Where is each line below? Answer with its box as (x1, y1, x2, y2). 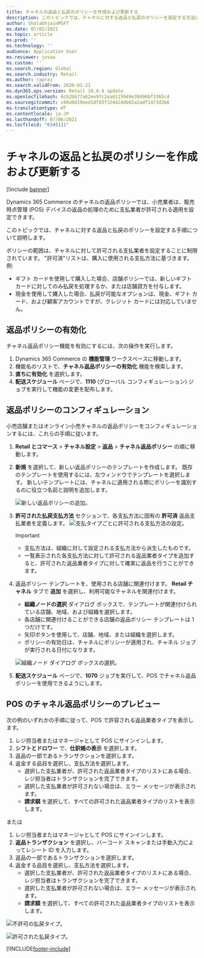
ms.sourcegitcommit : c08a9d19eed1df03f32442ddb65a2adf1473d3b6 (6, 99, 170, 105)
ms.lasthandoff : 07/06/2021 (6, 116, 78, 122)
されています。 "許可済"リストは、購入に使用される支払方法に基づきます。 (6, 255, 192, 262)
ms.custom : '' (6, 60, 42, 66)
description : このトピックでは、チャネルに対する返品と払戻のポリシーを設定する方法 (6, 15, 195, 21)
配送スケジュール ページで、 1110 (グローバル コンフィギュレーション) (15, 377, 188, 385)
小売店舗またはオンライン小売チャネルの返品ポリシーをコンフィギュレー (6, 422, 187, 429)
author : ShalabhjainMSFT (6, 20, 69, 26)
